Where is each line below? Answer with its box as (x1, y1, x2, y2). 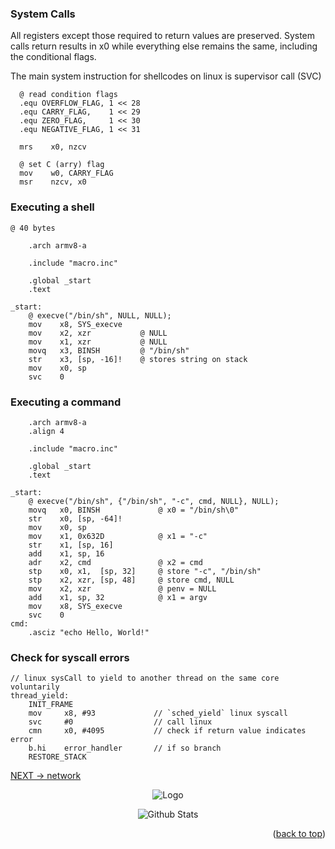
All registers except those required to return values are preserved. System (10, 30, 316, 42)
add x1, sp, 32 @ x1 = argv (28, 592, 208, 602)
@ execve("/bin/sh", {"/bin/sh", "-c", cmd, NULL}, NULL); (28, 496, 280, 506)
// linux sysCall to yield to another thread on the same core (10, 673, 280, 684)
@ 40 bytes (10, 223, 56, 233)
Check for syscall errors (10, 650, 130, 664)
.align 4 (28, 426, 65, 436)
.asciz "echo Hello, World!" (28, 627, 150, 637)
